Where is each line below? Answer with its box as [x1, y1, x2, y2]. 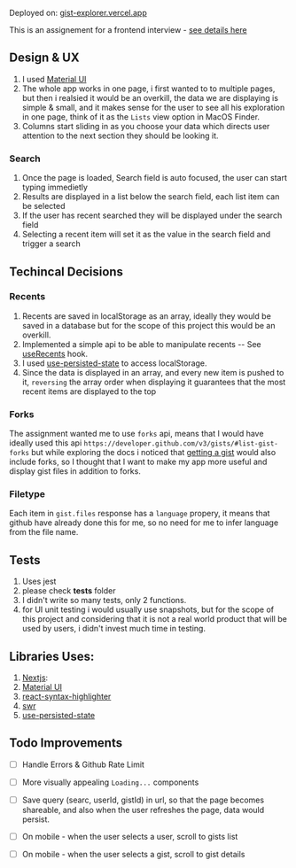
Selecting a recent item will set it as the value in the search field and [21, 229, 271, 240]
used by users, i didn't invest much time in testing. [21, 624, 206, 634]
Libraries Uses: [9, 648, 95, 663]
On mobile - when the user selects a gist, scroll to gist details [21, 849, 245, 860]
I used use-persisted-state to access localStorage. [21, 358, 207, 368]
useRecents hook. [21, 348, 89, 359]
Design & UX [9, 50, 80, 66]
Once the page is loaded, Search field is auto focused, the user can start [21, 173, 288, 183]
